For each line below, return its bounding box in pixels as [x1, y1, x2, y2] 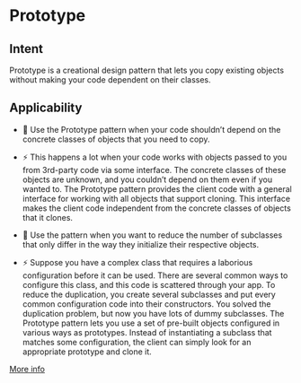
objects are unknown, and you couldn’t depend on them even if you [22, 174, 272, 185]
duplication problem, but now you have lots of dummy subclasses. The [22, 308, 285, 318]
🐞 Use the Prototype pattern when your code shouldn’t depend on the [22, 124, 281, 135]
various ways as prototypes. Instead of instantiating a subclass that [22, 326, 272, 337]
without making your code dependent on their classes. [9, 74, 211, 85]
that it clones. [22, 212, 74, 222]
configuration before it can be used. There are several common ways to [22, 270, 288, 281]
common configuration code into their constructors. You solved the [22, 298, 271, 309]
